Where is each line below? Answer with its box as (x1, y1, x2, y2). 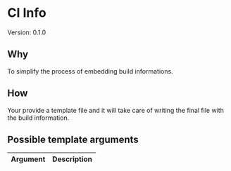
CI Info (7, 5, 47, 21)
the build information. (7, 114, 70, 122)
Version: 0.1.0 (7, 28, 46, 36)
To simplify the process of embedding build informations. (7, 67, 174, 75)
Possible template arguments (7, 133, 139, 145)
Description (52, 154, 93, 164)
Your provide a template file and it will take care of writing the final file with (7, 106, 224, 114)
